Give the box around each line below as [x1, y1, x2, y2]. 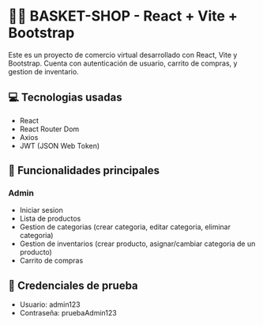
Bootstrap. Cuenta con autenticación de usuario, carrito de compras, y [8, 59, 238, 68]
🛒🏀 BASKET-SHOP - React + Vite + [8, 7, 239, 25]
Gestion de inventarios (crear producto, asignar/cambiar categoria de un [19, 239, 256, 248]
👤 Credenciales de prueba [8, 278, 138, 292]
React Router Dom [19, 124, 80, 134]
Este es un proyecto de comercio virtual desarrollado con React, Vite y [8, 50, 238, 59]
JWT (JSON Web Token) [19, 141, 100, 150]
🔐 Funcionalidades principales [8, 164, 160, 177]
